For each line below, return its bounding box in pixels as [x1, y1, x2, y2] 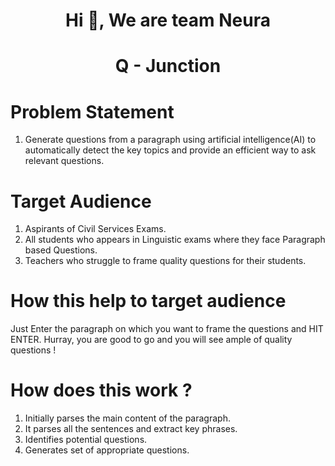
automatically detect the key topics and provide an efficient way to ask [24, 144, 317, 156]
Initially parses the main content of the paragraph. [24, 412, 231, 424]
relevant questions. [24, 155, 105, 167]
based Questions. [24, 244, 98, 256]
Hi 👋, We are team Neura [65, 9, 271, 32]
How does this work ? [10, 379, 193, 402]
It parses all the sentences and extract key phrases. [24, 423, 238, 435]
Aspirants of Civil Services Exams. [24, 223, 167, 235]
